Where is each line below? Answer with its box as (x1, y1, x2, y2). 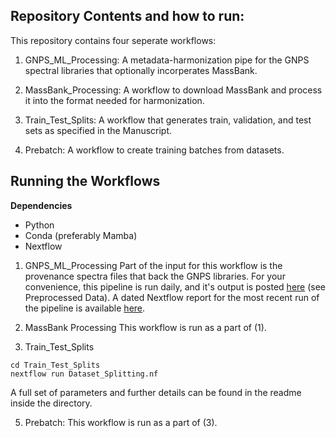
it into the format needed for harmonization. (24, 94, 205, 106)
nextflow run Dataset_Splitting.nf (10, 369, 159, 379)
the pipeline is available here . (24, 302, 146, 314)
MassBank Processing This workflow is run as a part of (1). (24, 321, 267, 333)
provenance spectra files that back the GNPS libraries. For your (24, 270, 286, 282)
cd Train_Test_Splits (10, 360, 101, 370)
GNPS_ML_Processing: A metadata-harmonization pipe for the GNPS (24, 54, 310, 66)
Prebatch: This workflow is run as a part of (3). (24, 416, 218, 428)
